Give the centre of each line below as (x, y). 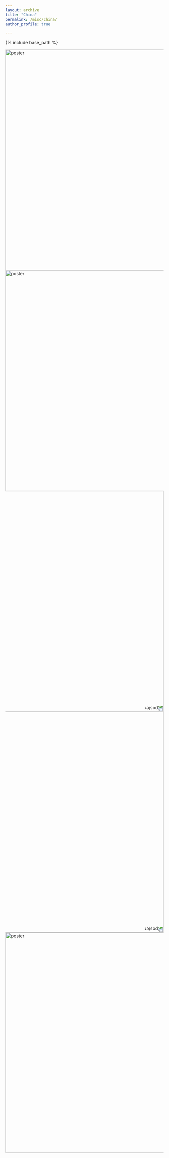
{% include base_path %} (32, 43)
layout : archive (22, 10)
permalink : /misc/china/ (31, 19)
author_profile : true (28, 24)
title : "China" (21, 15)
